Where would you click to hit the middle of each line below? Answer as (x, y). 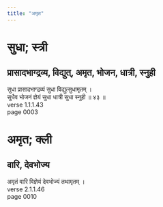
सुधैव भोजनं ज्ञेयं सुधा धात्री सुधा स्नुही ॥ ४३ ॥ (56, 97)
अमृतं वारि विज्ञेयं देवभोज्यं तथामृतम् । (46, 181)
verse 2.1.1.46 (26, 189)
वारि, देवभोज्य (28, 165)
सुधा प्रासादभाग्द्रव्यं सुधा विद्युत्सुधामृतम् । (49, 89)
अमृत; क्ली (30, 139)
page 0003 (23, 112)
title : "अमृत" (26, 13)
